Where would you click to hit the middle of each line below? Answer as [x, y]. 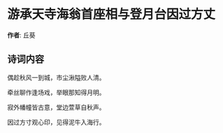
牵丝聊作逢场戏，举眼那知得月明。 [56, 92]
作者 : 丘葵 [21, 35]
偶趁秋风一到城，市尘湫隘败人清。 [56, 77]
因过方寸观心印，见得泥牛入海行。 [56, 122]
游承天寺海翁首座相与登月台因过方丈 [111, 14]
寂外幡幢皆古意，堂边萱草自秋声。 [56, 107]
